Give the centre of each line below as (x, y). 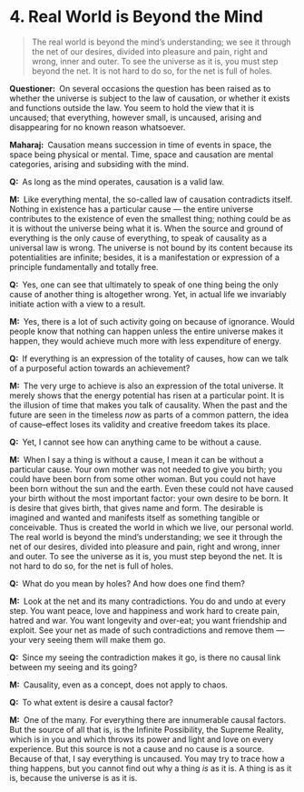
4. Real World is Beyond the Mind (136, 17)
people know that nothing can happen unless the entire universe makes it (147, 331)
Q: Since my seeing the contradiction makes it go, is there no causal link (145, 657)
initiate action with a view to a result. (78, 304)
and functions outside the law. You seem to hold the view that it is (132, 107)
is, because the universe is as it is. (74, 777)
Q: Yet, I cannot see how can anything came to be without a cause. (135, 442)
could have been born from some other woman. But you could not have (143, 478)
